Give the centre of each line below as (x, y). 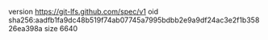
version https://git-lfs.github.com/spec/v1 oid (84, 12)
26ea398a (25, 28)
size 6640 (61, 28)
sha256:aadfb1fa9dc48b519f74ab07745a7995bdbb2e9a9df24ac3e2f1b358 (134, 20)
